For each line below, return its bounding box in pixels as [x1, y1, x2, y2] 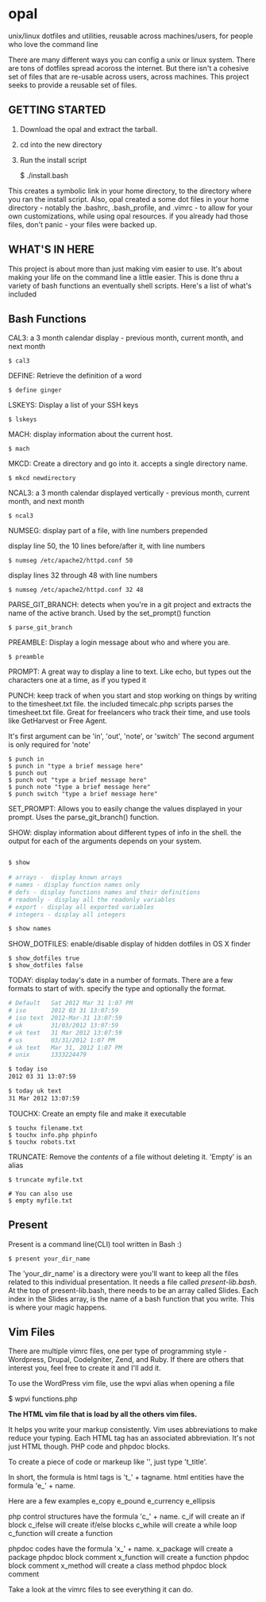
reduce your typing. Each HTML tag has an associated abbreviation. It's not [8, 1434, 256, 1443]
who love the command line [8, 39, 99, 48]
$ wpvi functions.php [8, 1394, 78, 1403]
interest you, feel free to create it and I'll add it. [8, 1364, 161, 1373]
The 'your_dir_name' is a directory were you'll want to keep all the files [8, 1268, 239, 1278]
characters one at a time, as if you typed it [8, 675, 147, 685]
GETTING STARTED [8, 103, 106, 117]
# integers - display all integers [8, 911, 126, 919]
